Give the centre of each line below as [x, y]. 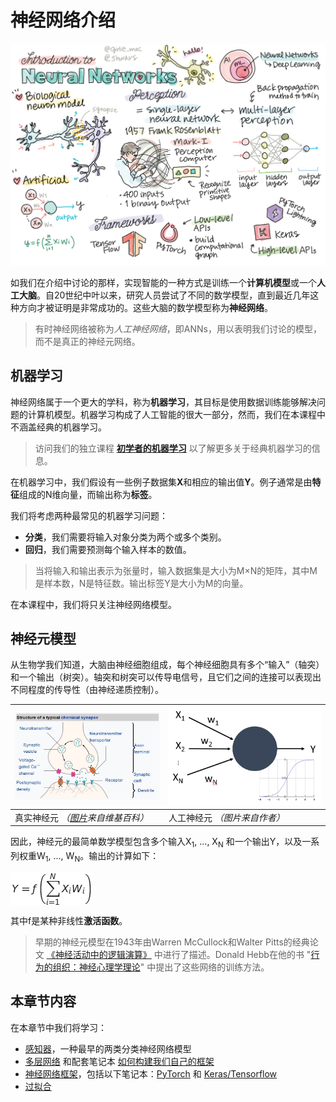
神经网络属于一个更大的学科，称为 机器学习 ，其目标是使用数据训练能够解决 [163, 402]
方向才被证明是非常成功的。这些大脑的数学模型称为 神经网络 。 [145, 307]
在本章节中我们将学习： [58, 1027]
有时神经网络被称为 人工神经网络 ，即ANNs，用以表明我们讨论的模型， [178, 328]
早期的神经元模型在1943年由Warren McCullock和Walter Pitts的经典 [172, 942]
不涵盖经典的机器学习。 [58, 427]
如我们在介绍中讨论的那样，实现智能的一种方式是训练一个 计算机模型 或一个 [163, 282]
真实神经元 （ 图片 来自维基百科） [81, 817]
